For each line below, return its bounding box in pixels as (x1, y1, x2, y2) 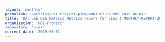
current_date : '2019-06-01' (5, 29, 63, 34)
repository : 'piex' (5, 25, 45, 30)
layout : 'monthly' (5, 7, 43, 12)
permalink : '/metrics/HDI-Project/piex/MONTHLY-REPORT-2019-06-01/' (5, 12, 148, 16)
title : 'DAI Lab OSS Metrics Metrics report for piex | (5, 16, 122, 21)
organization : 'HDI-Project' (5, 20, 65, 26)
